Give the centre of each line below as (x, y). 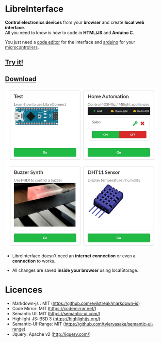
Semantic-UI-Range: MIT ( (38, 324)
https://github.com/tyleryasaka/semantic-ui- (109, 324)
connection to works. (34, 261)
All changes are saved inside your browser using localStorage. (75, 270)
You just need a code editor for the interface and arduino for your (70, 42)
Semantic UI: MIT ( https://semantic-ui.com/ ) (56, 313)
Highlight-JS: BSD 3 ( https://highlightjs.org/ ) (56, 319)
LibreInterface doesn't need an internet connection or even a (74, 256)
